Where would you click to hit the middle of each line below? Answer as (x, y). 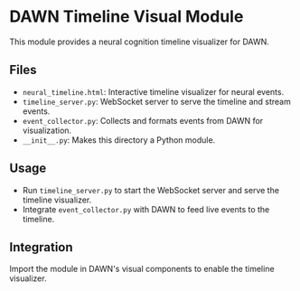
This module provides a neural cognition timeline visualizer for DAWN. (139, 42)
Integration (42, 247)
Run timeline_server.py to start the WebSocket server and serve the (151, 190)
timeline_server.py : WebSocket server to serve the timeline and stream (156, 101)
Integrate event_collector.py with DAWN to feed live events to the (146, 209)
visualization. (47, 130)
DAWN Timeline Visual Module (127, 17)
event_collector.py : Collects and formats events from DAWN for (143, 120)
